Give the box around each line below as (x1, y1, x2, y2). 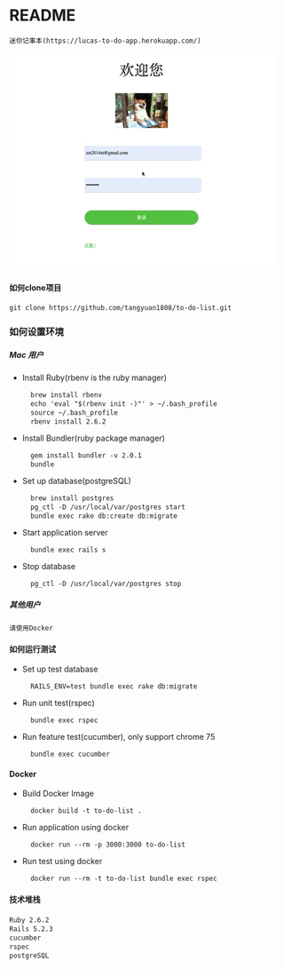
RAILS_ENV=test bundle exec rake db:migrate (30, 682, 198, 691)
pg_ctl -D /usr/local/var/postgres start (30, 503, 186, 512)
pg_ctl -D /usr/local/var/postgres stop (30, 579, 182, 589)
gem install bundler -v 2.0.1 (30, 451, 142, 460)
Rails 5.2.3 (9, 925, 53, 933)
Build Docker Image (21, 788, 95, 799)
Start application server (21, 528, 108, 538)
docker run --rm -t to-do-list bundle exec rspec (30, 874, 217, 884)
